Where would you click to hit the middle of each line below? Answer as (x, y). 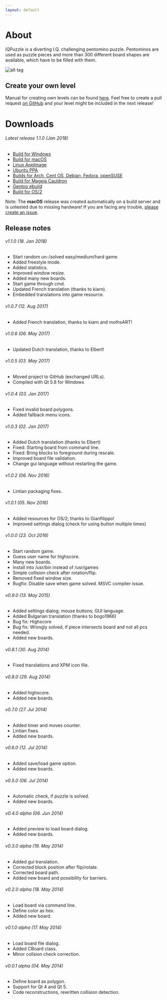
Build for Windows (32, 154)
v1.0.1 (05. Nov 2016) (27, 503)
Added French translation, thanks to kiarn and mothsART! (72, 322)
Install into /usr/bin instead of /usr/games (55, 567)
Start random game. (33, 551)
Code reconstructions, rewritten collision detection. (66, 992)
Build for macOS (30, 159)
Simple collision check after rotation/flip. (55, 573)
